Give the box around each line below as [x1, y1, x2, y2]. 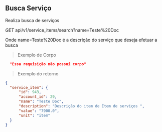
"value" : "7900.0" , [18, 108, 59, 113]
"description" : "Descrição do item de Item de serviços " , [18, 104, 144, 109]
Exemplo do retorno [17, 70, 59, 77]
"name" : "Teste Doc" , [18, 99, 64, 104]
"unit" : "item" [18, 113, 51, 118]
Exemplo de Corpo [17, 52, 57, 58]
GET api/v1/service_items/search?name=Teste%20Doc [5, 27, 119, 33]
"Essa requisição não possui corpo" [10, 61, 86, 67]
